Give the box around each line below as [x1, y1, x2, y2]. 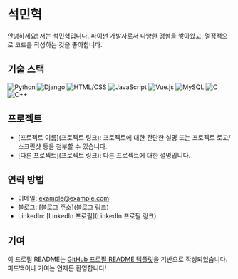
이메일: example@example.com [17, 194, 110, 203]
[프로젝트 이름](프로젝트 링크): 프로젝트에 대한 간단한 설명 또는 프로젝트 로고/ [17, 133, 231, 141]
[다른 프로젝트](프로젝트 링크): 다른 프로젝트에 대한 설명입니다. [17, 151, 191, 159]
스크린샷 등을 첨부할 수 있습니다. [17, 142, 108, 151]
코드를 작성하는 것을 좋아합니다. [14, 40, 103, 49]
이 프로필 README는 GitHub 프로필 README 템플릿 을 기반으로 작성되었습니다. [7, 255, 228, 264]
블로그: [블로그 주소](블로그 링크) [17, 203, 109, 211]
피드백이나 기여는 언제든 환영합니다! [7, 264, 107, 273]
